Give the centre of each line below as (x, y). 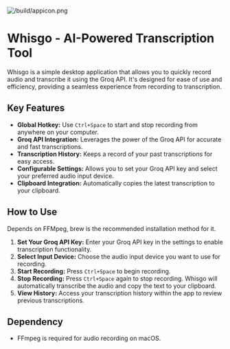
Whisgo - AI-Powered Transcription (111, 38)
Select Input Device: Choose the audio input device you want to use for (119, 256)
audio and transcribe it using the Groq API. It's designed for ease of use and (115, 79)
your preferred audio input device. (66, 176)
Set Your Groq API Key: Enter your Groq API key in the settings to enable (120, 242)
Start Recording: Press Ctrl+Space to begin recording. (94, 271)
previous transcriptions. (50, 300)
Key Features (36, 108)
